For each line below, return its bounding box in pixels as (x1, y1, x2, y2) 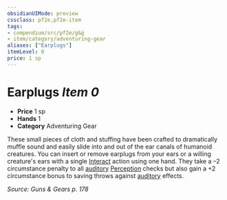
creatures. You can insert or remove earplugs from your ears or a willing (7, 149, 212, 158)
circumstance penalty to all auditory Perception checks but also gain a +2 (7, 164, 216, 173)
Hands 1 (17, 114, 41, 122)
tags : (7, 23, 23, 30)
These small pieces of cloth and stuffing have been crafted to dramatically (7, 135, 218, 143)
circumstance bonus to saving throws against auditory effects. (7, 171, 184, 179)
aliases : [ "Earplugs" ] (7, 42, 72, 49)
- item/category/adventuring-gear (7, 36, 107, 43)
